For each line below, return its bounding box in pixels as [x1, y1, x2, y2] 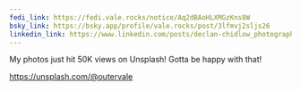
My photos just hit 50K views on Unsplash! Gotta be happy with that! [9, 54, 262, 65]
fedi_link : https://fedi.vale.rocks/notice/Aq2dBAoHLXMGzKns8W [9, 12, 251, 22]
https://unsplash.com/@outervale [9, 71, 133, 82]
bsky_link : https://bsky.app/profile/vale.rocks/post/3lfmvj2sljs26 [9, 21, 271, 30]
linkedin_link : [9, 29, 66, 38]
